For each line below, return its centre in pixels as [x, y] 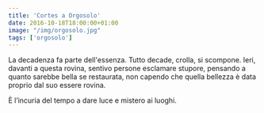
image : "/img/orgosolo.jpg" [55, 30]
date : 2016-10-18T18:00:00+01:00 [63, 23]
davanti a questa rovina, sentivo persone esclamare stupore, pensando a [127, 69]
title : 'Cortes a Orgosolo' [55, 15]
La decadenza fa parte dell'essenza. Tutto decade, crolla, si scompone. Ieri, [132, 60]
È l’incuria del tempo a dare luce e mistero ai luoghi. [92, 100]
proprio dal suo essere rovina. [57, 85]
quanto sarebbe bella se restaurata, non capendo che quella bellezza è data [132, 77]
